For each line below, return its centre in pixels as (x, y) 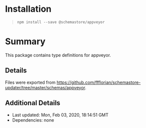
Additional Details (33, 103)
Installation (28, 9)
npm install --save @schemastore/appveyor (61, 22)
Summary (25, 41)
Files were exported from (30, 82)
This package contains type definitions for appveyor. (58, 55)
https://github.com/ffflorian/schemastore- (98, 82)
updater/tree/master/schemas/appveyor (45, 87)
